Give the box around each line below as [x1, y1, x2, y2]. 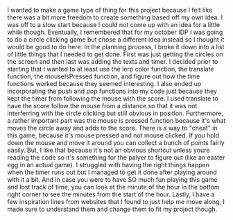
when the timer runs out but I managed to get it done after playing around [7, 168, 217, 176]
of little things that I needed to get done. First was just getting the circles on [7, 50, 223, 58]
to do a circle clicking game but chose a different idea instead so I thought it [7, 35, 225, 44]
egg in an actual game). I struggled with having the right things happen [7, 161, 210, 169]
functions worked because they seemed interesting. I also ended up [7, 80, 202, 87]
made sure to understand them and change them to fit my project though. [7, 205, 218, 213]
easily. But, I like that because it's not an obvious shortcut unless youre [7, 146, 210, 154]
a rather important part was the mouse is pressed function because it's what [7, 117, 226, 124]
